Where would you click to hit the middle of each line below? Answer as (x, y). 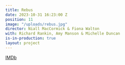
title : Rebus (19, 10)
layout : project (23, 43)
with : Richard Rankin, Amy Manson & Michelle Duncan (63, 34)
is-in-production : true (31, 39)
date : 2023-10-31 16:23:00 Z (36, 15)
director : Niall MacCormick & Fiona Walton (53, 29)
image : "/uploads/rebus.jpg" (36, 24)
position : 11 (19, 19)
